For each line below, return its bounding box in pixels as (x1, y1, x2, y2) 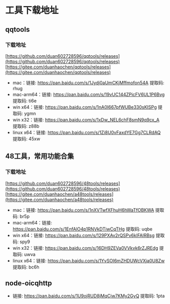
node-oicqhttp (5, 279, 52, 287)
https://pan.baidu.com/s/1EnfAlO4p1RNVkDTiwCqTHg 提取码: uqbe (12, 226, 153, 232)
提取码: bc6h (12, 264, 39, 270)
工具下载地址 (5, 5, 59, 16)
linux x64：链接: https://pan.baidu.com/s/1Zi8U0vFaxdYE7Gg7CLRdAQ (12, 129, 161, 135)
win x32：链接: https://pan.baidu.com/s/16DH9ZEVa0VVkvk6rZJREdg (12, 245, 158, 251)
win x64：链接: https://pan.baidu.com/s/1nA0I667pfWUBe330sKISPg (12, 104, 157, 110)
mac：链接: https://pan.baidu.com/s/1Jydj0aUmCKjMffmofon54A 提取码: (12, 80, 164, 86)
